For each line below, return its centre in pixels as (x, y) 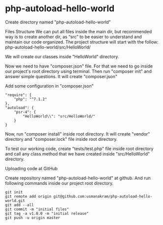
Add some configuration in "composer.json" (50, 86)
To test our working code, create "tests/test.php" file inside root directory (79, 148)
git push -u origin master (33, 218)
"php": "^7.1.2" (31, 99)
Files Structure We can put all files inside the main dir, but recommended (79, 31)
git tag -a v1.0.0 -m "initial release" (47, 213)
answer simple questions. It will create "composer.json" (61, 76)
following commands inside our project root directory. (59, 183)
